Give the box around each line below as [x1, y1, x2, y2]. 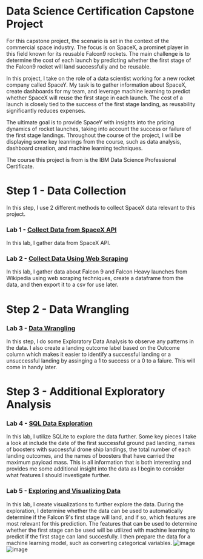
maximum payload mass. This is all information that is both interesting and [6, 459, 191, 466]
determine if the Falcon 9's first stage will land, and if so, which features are [6, 514, 196, 521]
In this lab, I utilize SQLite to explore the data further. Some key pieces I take [6, 433, 197, 440]
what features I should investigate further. [6, 472, 111, 479]
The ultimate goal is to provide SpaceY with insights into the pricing [6, 118, 175, 126]
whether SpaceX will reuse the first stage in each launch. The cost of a [6, 94, 183, 101]
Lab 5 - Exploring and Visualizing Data [6, 487, 121, 495]
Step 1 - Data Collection [6, 184, 127, 198]
